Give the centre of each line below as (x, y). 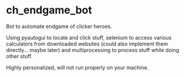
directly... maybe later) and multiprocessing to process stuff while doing (93, 50)
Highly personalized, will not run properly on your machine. (78, 67)
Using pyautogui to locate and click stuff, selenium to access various (89, 37)
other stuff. (19, 56)
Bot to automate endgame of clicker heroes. (59, 26)
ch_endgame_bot (49, 10)
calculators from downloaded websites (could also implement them (87, 44)
